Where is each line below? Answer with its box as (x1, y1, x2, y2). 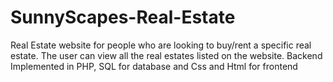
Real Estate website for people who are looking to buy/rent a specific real (10, 39, 312, 51)
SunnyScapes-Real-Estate (10, 6, 236, 29)
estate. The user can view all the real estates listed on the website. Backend (10, 49, 323, 61)
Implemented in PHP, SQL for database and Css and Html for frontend (10, 60, 298, 72)
